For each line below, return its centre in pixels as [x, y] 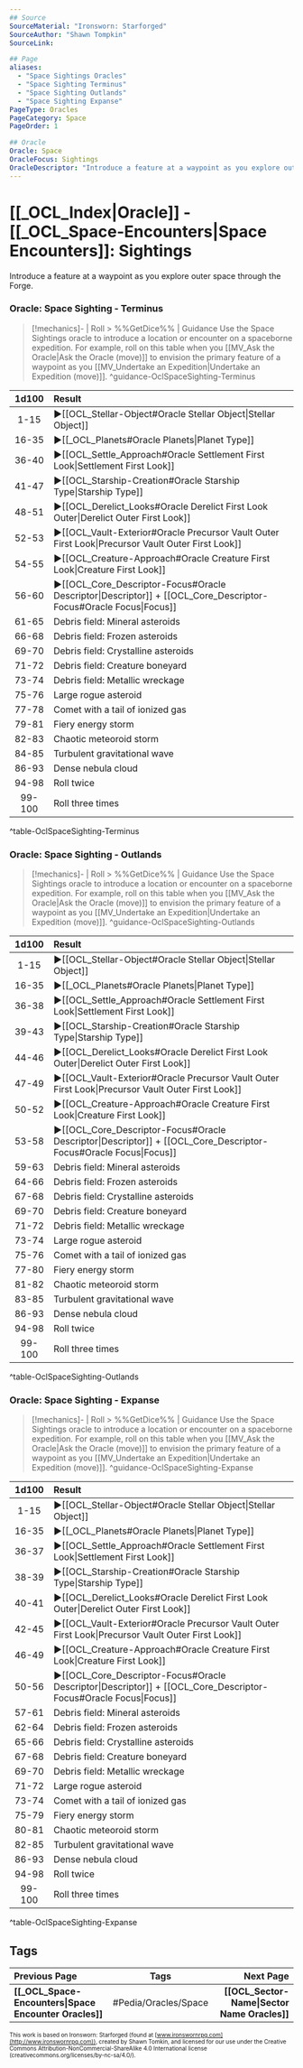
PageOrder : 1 [34, 126]
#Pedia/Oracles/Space [161, 2003]
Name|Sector [260, 2003]
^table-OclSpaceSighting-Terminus [74, 830]
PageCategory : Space [48, 118]
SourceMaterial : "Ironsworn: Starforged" [88, 26]
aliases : [26, 68]
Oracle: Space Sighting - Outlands [86, 854]
